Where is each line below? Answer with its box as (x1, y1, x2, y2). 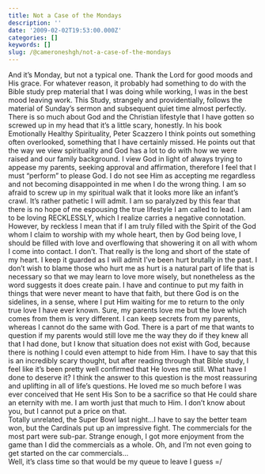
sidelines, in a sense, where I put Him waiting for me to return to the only (8, 298, 245, 306)
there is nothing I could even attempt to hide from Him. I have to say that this (8, 347, 257, 357)
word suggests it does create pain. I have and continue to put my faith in (8, 280, 244, 290)
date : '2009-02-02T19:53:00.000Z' (8, 26, 123, 34)
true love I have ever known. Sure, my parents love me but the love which (8, 305, 248, 315)
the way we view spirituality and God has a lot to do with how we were (8, 146, 237, 155)
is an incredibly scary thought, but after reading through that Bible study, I (8, 356, 249, 365)
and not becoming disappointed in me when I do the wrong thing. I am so (8, 180, 247, 188)
